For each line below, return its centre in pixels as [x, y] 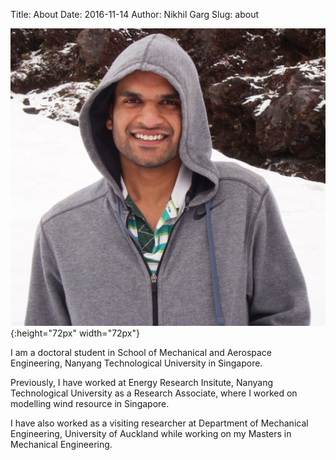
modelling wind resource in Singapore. [90, 404]
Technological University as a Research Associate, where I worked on [154, 393]
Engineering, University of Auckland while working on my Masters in [151, 434]
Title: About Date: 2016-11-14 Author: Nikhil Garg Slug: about [134, 14]
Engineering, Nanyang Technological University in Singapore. [136, 363]
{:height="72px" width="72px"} [75, 333]
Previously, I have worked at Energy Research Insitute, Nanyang [141, 383]
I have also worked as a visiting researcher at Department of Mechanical [159, 423]
